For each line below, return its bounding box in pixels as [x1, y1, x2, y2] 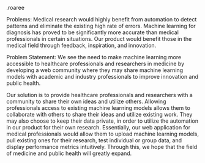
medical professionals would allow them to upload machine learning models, [6, 130, 199, 137]
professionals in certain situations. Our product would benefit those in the [6, 35, 192, 42]
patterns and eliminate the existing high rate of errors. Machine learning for [6, 23, 196, 29]
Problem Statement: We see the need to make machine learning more [6, 54, 182, 60]
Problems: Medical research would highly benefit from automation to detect [6, 16, 197, 23]
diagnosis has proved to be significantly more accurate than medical [6, 29, 179, 36]
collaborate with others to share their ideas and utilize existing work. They [6, 111, 193, 118]
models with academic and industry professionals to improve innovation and [6, 73, 199, 80]
